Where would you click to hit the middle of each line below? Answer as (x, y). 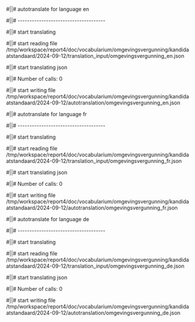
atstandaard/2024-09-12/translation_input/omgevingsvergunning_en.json (95, 56)
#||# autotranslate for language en (48, 9)
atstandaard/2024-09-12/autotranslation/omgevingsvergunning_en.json (93, 103)
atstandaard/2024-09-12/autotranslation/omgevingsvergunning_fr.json (92, 208)
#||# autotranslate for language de (48, 219)
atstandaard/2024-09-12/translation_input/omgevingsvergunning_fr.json (94, 161)
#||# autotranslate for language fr (47, 114)
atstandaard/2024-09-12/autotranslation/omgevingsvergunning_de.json (93, 313)
